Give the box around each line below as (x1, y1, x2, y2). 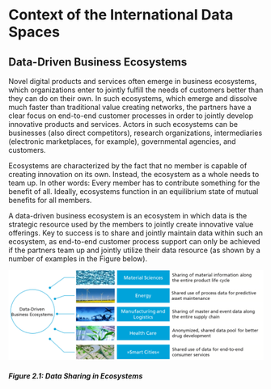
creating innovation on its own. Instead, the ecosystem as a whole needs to (8, 170, 260, 179)
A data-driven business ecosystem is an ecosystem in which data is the (8, 211, 248, 220)
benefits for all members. (8, 196, 92, 205)
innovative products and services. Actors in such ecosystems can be (8, 120, 239, 129)
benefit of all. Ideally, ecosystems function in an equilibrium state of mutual (8, 187, 259, 196)
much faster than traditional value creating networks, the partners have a (8, 103, 252, 112)
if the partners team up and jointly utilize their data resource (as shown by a (8, 245, 260, 255)
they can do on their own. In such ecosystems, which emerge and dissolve (8, 94, 257, 103)
